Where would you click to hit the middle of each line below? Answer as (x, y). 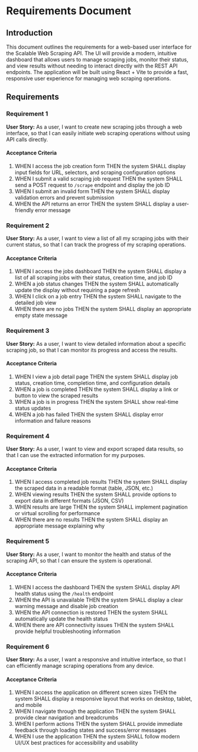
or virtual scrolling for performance (57, 513)
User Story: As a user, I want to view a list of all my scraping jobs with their (98, 239)
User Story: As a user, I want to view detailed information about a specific (96, 343)
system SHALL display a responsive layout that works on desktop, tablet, (103, 699)
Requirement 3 (28, 331)
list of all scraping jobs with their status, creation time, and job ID (93, 278)
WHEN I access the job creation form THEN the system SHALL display (100, 166)
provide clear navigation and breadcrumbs (66, 718)
